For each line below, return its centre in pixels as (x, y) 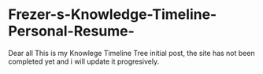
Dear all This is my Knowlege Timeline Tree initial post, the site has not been (131, 53)
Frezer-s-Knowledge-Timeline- (113, 15)
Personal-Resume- (72, 31)
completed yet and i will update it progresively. (84, 61)
